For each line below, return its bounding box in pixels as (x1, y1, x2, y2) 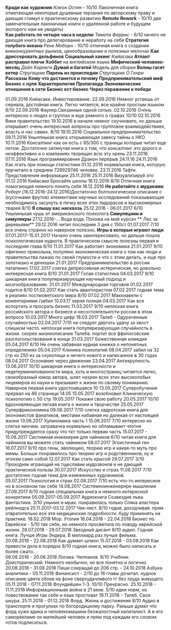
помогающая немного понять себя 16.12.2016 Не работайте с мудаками (5, 183, 164, 189)
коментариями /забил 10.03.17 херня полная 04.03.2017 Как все (5, 298, 144, 304)
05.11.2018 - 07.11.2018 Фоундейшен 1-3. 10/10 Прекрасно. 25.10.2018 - (5, 581, 156, 587)
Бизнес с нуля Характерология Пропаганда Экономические (5, 81, 141, 87)
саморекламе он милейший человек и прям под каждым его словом (5, 614, 157, 620)
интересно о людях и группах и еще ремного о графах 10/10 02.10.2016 (5, 112, 161, 119)
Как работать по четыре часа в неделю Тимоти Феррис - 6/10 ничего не (5, 32, 166, 37)
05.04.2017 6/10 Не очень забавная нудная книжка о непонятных (5, 341, 147, 347)
